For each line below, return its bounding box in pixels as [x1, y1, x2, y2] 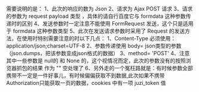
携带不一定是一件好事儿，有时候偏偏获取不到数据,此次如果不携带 [6, 72, 166, 79]
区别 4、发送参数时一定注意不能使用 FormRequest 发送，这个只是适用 [22, 20, 194, 27]
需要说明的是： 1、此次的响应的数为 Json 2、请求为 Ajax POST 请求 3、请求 [6, 5, 193, 12]
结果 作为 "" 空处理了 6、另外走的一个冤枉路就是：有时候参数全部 [32, 65, 193, 71]
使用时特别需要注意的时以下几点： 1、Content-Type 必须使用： [22, 35, 176, 42]
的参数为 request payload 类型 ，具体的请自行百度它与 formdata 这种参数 [6, 12, 186, 20]
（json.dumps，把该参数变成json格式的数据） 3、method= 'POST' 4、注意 [6, 50, 190, 56]
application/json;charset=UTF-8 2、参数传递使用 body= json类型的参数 [6, 42, 182, 49]
